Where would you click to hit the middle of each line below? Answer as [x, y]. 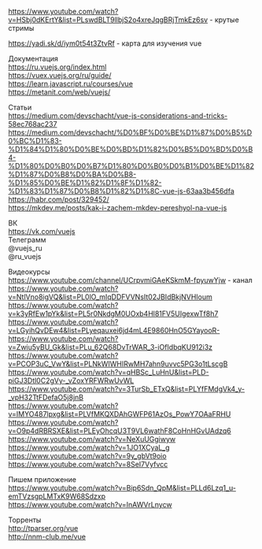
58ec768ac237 [33, 124]
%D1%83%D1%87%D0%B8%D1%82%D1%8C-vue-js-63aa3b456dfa [121, 191]
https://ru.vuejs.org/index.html [57, 67]
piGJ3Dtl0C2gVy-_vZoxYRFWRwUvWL [71, 380]
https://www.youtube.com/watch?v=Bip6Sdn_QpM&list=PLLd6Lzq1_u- [122, 488]
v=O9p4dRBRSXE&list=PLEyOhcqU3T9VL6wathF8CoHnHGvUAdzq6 [120, 431]
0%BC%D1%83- [35, 141]
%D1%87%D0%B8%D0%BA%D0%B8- [72, 174]
